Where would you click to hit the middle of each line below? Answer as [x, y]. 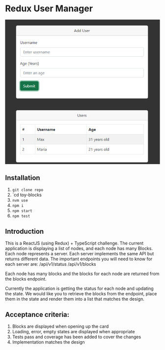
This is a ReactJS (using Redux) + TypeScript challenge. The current [74, 243]
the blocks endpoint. [26, 279]
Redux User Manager [49, 9]
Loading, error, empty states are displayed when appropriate [73, 331]
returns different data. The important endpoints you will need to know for [79, 259]
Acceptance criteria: [37, 314]
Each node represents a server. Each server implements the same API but [80, 254]
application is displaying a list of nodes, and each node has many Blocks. [79, 248]
